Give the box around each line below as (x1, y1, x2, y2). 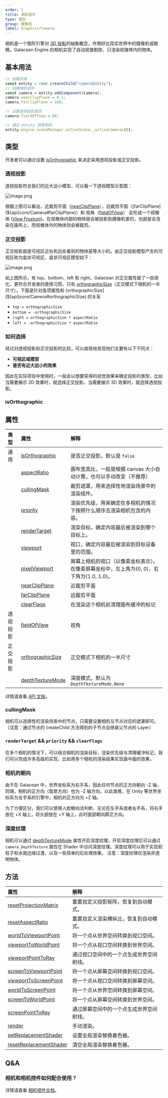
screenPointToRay (7, 1009, 50, 1016)
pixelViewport (20, 565, 53, 572)
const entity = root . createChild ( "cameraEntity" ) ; (5, 81, 113, 86)
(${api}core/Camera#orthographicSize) (5, 294, 86, 300)
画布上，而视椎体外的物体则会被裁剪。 (13, 222, 93, 228)
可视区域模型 (12, 356, 39, 362)
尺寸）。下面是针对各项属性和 (5, 287, 64, 294)
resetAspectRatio (7, 919, 48, 926)
